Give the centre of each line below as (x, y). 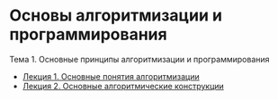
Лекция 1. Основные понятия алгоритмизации (111, 76)
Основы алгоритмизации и (116, 16)
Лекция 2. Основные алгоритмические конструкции (123, 86)
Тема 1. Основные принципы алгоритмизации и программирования (139, 59)
